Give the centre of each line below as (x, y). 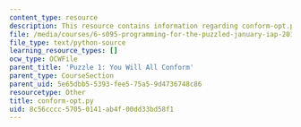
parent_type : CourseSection (62, 76)
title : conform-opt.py (52, 101)
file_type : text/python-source (68, 42)
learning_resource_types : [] (64, 51)
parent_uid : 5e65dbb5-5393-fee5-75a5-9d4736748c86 (106, 84)
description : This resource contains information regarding (124, 26)
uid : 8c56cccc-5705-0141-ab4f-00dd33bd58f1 (92, 109)
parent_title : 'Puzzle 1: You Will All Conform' (102, 68)
